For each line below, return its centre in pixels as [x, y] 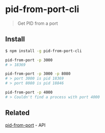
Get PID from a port [38, 23]
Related [18, 113]
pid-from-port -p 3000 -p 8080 [38, 74]
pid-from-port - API [26, 125]
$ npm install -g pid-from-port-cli [43, 51]
